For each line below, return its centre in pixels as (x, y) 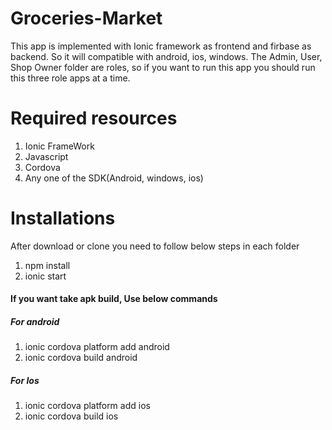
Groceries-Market (86, 18)
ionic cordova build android (81, 358)
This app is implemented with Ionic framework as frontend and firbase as (161, 46)
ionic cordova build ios (71, 416)
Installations (63, 218)
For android (35, 321)
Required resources (94, 118)
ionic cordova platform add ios (87, 406)
